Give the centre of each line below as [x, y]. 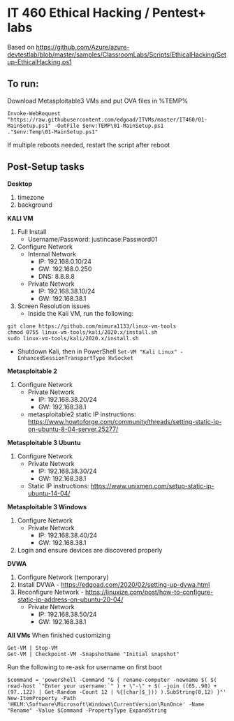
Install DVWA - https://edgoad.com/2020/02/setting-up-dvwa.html [114, 584]
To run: [23, 84]
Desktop [20, 184]
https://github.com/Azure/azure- [83, 47]
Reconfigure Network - [50, 592]
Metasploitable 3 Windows [47, 507]
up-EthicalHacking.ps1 [39, 61]
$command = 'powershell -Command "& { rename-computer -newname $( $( [112, 680]
